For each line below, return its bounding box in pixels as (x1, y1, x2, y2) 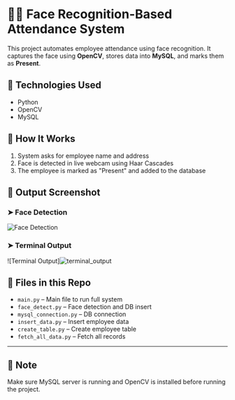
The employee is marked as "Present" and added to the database (17, 166, 206, 175)
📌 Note (7, 359, 37, 371)
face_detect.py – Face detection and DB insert (17, 303, 152, 311)
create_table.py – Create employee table (17, 325, 137, 334)
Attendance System (7, 21, 125, 37)
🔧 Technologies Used (7, 80, 101, 91)
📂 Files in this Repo (7, 276, 91, 288)
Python (17, 98, 38, 106)
